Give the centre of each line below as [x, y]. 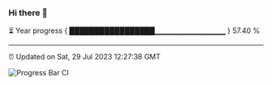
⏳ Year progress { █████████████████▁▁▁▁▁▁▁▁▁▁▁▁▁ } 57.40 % [134, 30]
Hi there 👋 [28, 13]
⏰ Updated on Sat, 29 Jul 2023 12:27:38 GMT [85, 57]
